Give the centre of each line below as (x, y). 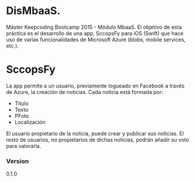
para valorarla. (23, 146)
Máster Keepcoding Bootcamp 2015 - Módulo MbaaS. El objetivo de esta (94, 27)
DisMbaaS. (33, 11)
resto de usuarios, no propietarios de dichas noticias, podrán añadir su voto (97, 140)
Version (18, 161)
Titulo (21, 103)
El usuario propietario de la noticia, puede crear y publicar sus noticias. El (95, 133)
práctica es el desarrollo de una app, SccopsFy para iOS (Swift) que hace (95, 33)
